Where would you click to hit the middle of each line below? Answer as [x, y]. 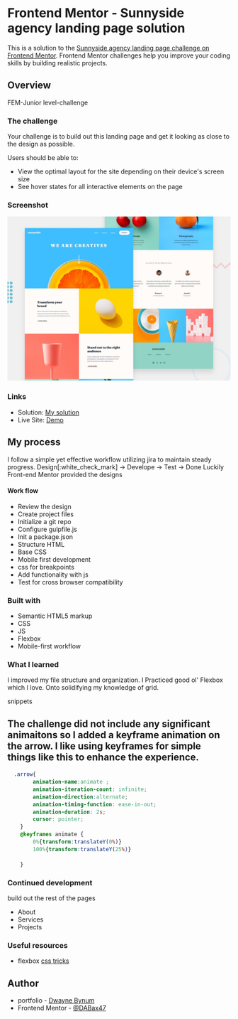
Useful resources [38, 945]
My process [34, 442]
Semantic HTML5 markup [55, 616]
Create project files [46, 514]
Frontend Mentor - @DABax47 [62, 1008]
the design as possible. [41, 144]
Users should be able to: [43, 158]
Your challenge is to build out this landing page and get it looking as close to [119, 137]
